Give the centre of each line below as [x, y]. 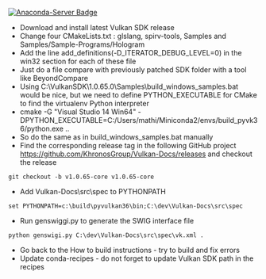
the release [38, 162]
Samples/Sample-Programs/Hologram [82, 44]
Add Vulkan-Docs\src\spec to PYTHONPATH [93, 191]
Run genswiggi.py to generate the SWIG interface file [107, 221]
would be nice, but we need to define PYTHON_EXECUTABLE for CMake [139, 95]
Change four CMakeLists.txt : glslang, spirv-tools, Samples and [123, 36]
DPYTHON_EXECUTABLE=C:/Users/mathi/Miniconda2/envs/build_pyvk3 [139, 120]
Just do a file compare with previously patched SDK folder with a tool [133, 70]
